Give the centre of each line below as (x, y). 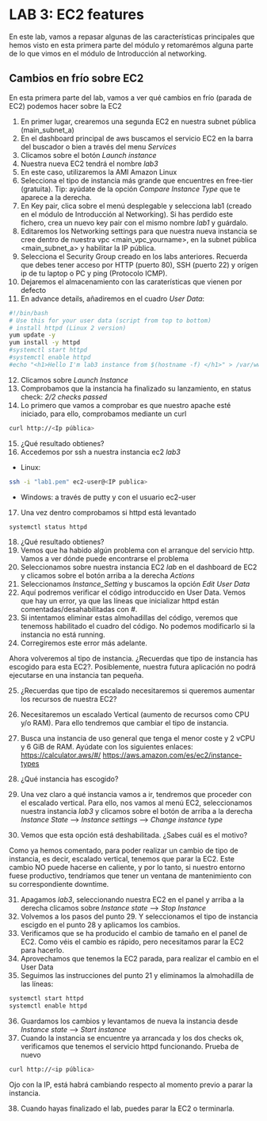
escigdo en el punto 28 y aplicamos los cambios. (100, 925)
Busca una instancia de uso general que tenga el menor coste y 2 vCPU (138, 738)
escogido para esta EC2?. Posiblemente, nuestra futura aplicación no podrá (132, 667)
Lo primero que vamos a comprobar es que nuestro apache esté (126, 405)
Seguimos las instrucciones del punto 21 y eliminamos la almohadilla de (137, 976)
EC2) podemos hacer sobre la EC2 (65, 106)
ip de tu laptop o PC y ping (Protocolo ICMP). (94, 273)
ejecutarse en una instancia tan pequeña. (76, 676)
